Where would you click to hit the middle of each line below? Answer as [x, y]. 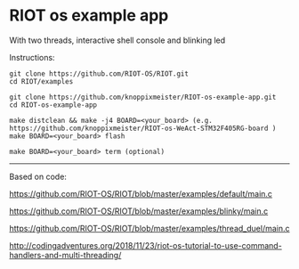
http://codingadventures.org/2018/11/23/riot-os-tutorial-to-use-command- [145, 245]
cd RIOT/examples [41, 81]
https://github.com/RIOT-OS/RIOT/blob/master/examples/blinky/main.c [139, 211]
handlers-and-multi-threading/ [65, 255]
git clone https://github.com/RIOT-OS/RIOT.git [99, 73]
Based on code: [38, 176]
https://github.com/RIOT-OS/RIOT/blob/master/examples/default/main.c [141, 193]
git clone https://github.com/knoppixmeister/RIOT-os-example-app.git [143, 97]
